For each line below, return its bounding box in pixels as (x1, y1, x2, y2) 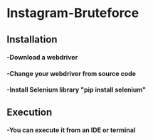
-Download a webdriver (6, 53, 78, 62)
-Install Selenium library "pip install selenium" (6, 85, 147, 94)
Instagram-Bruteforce (6, 5, 139, 21)
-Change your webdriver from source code (6, 69, 137, 77)
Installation (6, 33, 58, 45)
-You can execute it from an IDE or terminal (6, 126, 136, 134)
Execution (6, 106, 53, 118)
